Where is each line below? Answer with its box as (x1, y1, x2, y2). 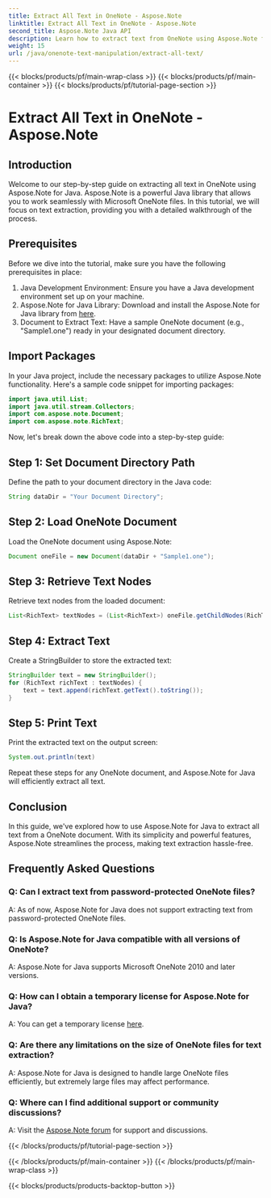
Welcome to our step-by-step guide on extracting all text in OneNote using (8, 180, 256, 188)
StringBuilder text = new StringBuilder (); (8, 671, 157, 679)
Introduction (8, 158, 73, 171)
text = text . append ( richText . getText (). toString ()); (23, 686, 204, 694)
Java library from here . (19, 308, 97, 318)
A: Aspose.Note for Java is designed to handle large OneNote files (8, 1068, 229, 1077)
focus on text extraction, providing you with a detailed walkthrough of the (8, 205, 252, 214)
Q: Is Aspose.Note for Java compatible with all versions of (8, 933, 240, 945)
